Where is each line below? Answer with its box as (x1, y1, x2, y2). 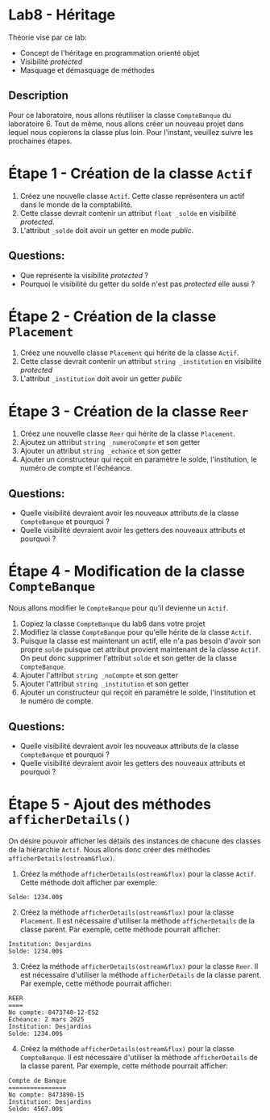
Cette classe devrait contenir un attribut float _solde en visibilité (19, 208, 237, 218)
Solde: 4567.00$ (8, 1105, 63, 1113)
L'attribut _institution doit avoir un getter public (19, 374, 183, 383)
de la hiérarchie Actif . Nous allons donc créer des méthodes (8, 844, 211, 854)
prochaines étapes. (8, 136, 73, 146)
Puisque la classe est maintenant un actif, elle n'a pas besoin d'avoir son (19, 636, 261, 646)
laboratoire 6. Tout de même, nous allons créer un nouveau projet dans (8, 119, 244, 129)
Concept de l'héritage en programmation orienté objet (19, 48, 200, 57)
